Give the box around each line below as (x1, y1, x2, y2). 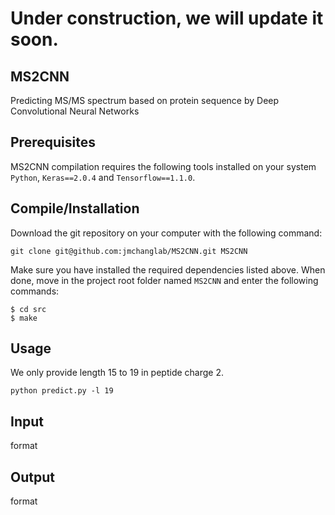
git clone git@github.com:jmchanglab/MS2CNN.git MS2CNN (10, 246, 248, 256)
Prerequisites (10, 134, 96, 151)
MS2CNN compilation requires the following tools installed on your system (10, 160, 317, 172)
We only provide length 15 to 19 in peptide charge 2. (10, 367, 224, 379)
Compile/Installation (10, 200, 140, 217)
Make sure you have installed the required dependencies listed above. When (10, 263, 326, 276)
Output (10, 468, 55, 486)
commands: (10, 285, 60, 297)
